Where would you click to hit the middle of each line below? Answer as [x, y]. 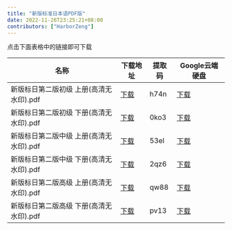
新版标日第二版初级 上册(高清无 [61, 89]
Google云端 [199, 66]
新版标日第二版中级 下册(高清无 [61, 160]
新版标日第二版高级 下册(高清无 [61, 206]
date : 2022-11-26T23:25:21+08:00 [55, 20]
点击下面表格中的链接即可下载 [49, 47]
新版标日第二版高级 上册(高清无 [61, 182]
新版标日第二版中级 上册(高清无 [61, 136]
